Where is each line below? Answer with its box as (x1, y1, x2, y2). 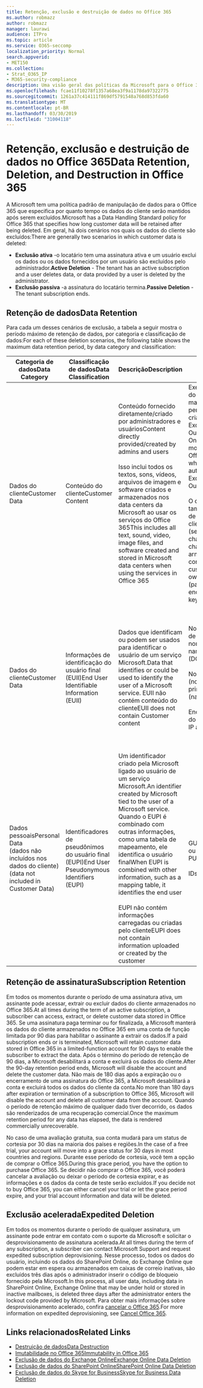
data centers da (118, 501, 163, 509)
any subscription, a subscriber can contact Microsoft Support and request (6, 1245, 191, 1252)
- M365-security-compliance (6, 76, 77, 83)
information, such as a (118, 873, 181, 881)
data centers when (118, 561, 172, 569)
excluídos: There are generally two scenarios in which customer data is (6, 233, 182, 240)
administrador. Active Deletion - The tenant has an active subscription (14, 265, 189, 272)
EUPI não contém (118, 904, 167, 912)
